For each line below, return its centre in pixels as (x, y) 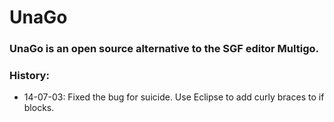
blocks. (39, 108)
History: (29, 76)
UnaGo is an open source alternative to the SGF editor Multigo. (164, 49)
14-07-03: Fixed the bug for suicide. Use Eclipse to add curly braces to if (174, 97)
